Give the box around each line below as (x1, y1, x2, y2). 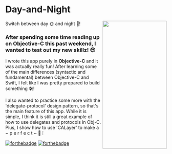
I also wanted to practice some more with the (5, 97, 101, 103)
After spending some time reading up (5, 33, 100, 40)
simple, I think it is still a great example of (5, 114, 93, 120)
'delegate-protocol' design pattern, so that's (5, 103, 99, 109)
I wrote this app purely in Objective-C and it (5, 58, 98, 64)
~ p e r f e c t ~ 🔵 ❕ (5, 130, 44, 136)
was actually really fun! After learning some (5, 63, 97, 70)
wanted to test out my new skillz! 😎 (5, 46, 96, 53)
